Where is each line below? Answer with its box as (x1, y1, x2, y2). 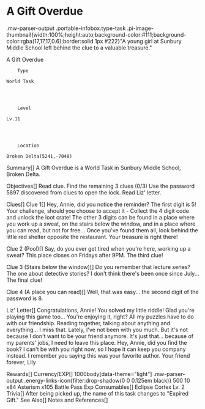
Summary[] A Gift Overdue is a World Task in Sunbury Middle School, (6, 164, 181, 171)
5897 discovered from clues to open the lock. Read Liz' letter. (6, 188, 162, 196)
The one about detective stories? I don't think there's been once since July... (6, 270, 199, 277)
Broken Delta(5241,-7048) (6, 153, 72, 160)
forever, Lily (6, 358, 36, 366)
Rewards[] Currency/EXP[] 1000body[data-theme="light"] (6, 370, 152, 377)
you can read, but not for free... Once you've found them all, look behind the (6, 226, 198, 234)
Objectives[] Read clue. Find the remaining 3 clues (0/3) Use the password (6, 182, 195, 190)
